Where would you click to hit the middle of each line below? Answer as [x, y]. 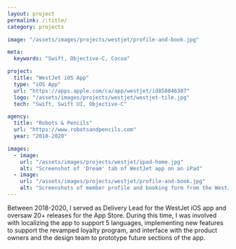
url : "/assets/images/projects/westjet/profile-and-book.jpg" [113, 182]
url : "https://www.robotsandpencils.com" [75, 130]
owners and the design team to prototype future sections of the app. [106, 237]
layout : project [31, 14]
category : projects [36, 27]
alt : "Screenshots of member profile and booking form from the [116, 188]
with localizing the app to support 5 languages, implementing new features [115, 222]
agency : [19, 116]
